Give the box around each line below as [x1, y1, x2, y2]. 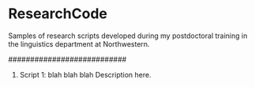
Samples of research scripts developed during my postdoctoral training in [8, 31, 248, 40]
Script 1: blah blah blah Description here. [19, 70, 152, 79]
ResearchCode [8, 5, 108, 23]
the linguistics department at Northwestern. [8, 39, 150, 48]
